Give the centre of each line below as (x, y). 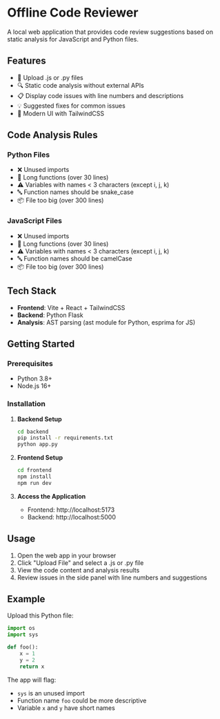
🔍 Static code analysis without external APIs (81, 85)
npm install (34, 477)
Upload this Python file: (40, 615)
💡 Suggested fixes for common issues (71, 106)
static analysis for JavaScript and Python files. (73, 39)
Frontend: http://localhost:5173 (71, 510)
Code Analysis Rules (52, 135)
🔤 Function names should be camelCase (74, 258)
